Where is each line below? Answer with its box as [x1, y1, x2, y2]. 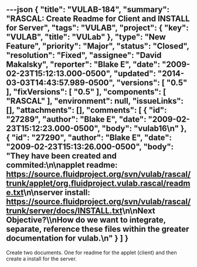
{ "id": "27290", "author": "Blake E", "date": [6, 133, 172, 143]
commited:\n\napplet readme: [6, 160, 118, 170]
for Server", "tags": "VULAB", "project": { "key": [6, 23, 189, 33]
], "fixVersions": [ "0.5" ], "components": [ [6, 87, 167, 97]
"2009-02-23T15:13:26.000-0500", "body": [6, 142, 174, 152]
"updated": [113, 69, 157, 78]
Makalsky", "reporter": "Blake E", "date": [6, 60, 161, 70]
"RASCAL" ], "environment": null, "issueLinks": [6, 96, 184, 106]
